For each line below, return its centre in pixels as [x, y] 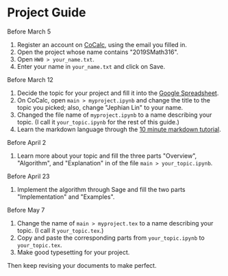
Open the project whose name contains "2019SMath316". [98, 52]
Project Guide [47, 13]
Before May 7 [26, 210]
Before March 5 [29, 31]
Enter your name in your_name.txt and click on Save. [91, 66]
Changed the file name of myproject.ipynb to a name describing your [114, 115]
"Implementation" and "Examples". [66, 197]
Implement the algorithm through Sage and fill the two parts [101, 189]
